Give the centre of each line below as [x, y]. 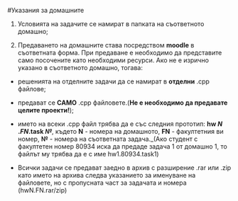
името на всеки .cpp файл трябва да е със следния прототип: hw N [120, 124]
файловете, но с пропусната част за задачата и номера [102, 183]
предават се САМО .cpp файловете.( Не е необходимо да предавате [123, 103]
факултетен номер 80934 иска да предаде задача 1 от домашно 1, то [122, 147]
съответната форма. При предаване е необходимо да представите [120, 53]
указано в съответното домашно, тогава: [80, 68]
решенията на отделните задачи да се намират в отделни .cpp [113, 81]
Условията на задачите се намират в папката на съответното [111, 24]
